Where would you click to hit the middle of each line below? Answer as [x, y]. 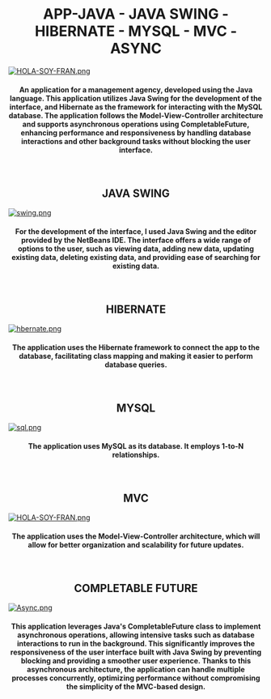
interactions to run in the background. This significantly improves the [136, 643]
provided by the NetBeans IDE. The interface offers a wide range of [136, 240]
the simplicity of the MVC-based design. [136, 686]
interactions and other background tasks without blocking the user [136, 141]
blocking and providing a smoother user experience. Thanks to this [136, 660]
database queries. [136, 364]
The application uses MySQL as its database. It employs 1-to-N [136, 445]
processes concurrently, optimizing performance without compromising [136, 678]
